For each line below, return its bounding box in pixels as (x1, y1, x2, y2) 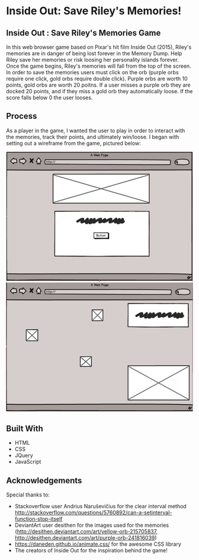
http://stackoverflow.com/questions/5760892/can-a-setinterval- (14, 509, 172, 516)
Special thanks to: (6, 491, 50, 498)
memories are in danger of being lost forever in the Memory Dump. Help (6, 50, 182, 57)
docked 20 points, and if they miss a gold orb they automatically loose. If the (6, 88, 193, 94)
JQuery (14, 452, 34, 459)
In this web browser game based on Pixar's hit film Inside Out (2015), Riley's (6, 43, 192, 50)
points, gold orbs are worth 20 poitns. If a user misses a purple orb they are (6, 81, 191, 88)
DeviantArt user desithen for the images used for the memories (14, 521, 169, 529)
